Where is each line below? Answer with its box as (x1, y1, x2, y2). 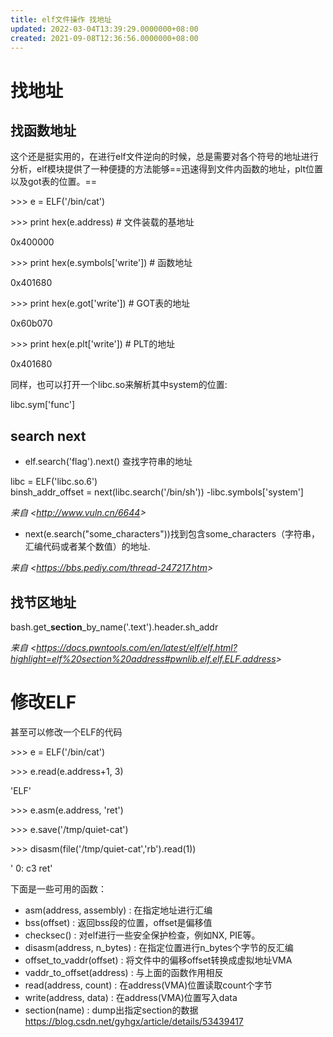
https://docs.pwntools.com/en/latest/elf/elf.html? (36, 642, 238, 653)
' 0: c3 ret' (10, 862, 53, 874)
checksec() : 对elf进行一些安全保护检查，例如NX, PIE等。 (24, 929, 261, 941)
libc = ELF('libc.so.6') (10, 476, 98, 488)
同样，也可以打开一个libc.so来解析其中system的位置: (10, 379, 228, 391)
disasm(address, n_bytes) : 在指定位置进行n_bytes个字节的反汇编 (24, 941, 294, 953)
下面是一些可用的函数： (10, 882, 107, 895)
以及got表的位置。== (10, 176, 98, 188)
